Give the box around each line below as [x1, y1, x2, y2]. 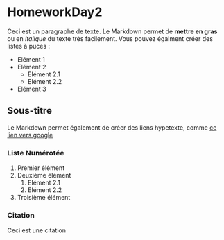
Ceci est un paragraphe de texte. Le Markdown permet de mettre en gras [7, 27, 218, 35]
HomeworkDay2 [7, 4, 103, 20]
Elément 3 [17, 85, 46, 93]
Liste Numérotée [7, 148, 64, 157]
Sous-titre [7, 105, 52, 117]
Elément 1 [17, 55, 45, 63]
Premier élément [17, 164, 64, 172]
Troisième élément [17, 194, 71, 202]
